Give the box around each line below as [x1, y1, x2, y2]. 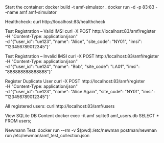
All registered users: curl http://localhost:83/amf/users [5, 103, 115, 109]
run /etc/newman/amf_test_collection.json [5, 133, 90, 138]
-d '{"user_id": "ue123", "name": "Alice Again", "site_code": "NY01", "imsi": [5, 89, 155, 94]
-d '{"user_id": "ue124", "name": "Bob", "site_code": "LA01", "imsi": [5, 63, 140, 69]
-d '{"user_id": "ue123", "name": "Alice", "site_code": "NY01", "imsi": [5, 39, 142, 44]
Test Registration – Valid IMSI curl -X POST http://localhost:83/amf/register [5, 28, 156, 34]
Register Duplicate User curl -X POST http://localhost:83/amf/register [5, 78, 145, 84]
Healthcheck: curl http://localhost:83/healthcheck [5, 19, 106, 24]
